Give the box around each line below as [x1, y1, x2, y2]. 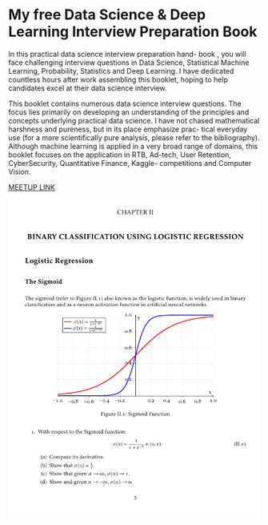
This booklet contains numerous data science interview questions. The [8, 99, 242, 108]
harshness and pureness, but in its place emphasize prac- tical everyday [8, 124, 248, 134]
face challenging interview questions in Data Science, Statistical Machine [8, 58, 250, 67]
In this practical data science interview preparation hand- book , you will [8, 49, 246, 59]
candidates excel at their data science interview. [8, 83, 167, 93]
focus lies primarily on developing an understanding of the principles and [8, 107, 250, 117]
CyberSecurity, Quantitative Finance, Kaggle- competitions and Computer [8, 158, 252, 168]
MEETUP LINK [8, 182, 56, 192]
